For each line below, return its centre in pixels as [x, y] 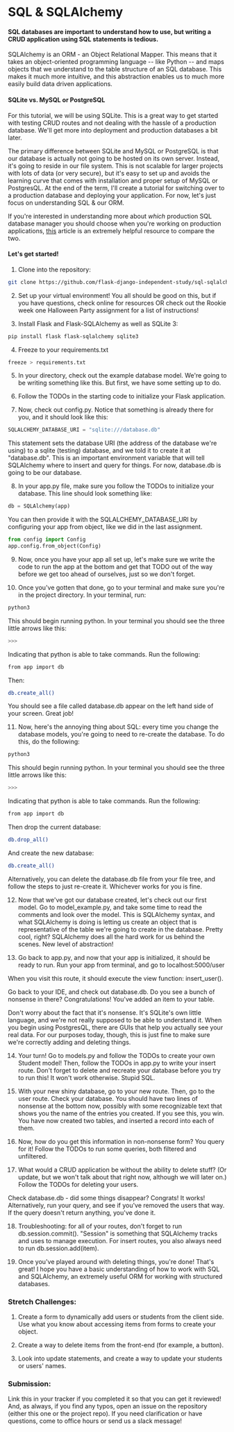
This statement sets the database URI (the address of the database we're [112, 443]
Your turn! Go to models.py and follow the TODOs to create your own [116, 1055]
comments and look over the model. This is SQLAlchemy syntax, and [116, 914]
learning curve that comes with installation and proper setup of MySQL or [113, 180]
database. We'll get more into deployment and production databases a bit [113, 130]
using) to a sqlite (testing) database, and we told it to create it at [99, 450]
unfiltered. [33, 1156]
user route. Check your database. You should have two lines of [108, 1098]
